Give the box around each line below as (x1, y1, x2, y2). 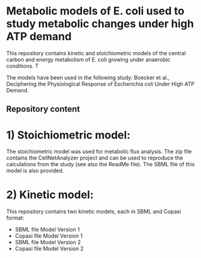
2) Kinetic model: (6, 188, 94, 202)
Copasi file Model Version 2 (14, 245, 84, 253)
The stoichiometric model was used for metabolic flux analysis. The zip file (6, 148, 192, 155)
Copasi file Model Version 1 (14, 232, 83, 239)
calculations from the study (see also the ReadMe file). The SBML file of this (6, 161, 195, 168)
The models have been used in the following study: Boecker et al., (6, 74, 170, 81)
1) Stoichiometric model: (6, 128, 131, 142)
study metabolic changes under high (6, 17, 194, 31)
